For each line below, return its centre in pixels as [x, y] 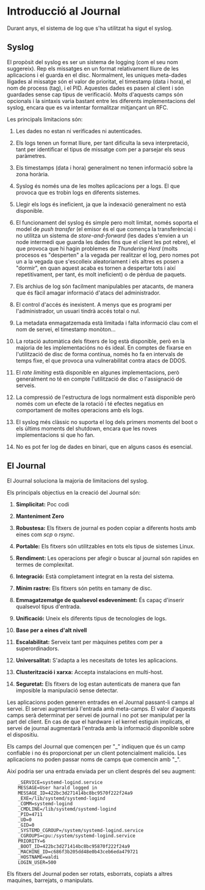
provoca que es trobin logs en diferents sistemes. [78, 192]
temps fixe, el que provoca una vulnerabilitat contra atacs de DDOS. [101, 361]
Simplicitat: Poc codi [42, 504]
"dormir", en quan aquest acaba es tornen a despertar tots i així [95, 268]
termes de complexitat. [45, 564]
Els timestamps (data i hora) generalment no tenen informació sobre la [104, 167]
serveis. [26, 385]
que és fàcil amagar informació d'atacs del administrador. [88, 292]
